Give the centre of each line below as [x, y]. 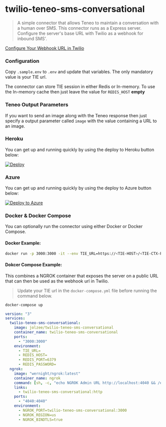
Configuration [22, 61]
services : [15, 318]
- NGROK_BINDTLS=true [41, 420]
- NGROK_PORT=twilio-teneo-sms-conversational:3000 [72, 410]
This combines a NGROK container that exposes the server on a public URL [82, 276]
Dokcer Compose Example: [34, 265]
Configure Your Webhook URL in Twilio [45, 48]
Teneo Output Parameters [37, 105]
